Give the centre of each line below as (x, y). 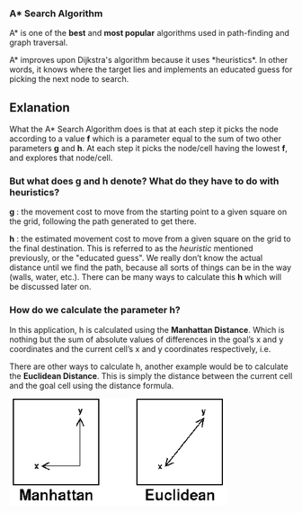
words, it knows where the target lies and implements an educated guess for (151, 69)
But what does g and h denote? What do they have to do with (144, 181)
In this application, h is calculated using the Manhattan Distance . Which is (147, 329)
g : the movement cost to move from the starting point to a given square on (148, 212)
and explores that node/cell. (61, 158)
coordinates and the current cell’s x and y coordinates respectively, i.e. (140, 348)
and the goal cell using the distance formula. (92, 385)
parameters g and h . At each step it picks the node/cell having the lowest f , (148, 148)
